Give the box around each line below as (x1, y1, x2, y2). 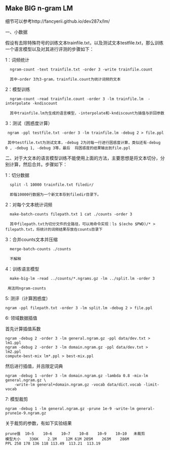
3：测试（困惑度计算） (5, 120, 53, 126)
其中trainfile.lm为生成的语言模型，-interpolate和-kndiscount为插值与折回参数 (10, 110, 164, 116)
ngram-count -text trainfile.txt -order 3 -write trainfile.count (10, 67, 153, 72)
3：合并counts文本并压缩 (5, 236, 58, 242)
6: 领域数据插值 (5, 315, 37, 321)
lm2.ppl (5, 349, 22, 354)
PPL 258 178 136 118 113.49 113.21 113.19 (5, 441, 101, 446)
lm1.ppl (5, 340, 22, 345)
